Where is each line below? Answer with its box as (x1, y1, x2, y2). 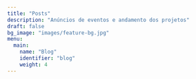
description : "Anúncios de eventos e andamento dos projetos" (7, 16, 190, 23)
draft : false (7, 23, 45, 30)
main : (13, 42, 30, 49)
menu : (7, 36, 23, 43)
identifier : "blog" (19, 55, 76, 62)
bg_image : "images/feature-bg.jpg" (7, 29, 110, 36)
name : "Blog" (19, 49, 57, 56)
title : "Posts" (7, 10, 51, 17)
